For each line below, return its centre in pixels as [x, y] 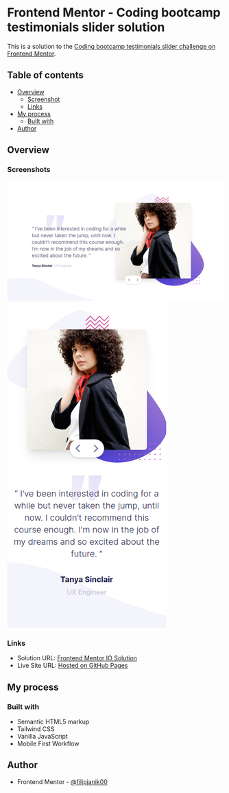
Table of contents [45, 75]
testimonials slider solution [86, 27]
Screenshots [29, 170]
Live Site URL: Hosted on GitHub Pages [72, 666]
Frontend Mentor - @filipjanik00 [62, 781]
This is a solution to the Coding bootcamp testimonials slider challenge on [111, 46]
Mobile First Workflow [48, 743]
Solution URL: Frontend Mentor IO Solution [77, 658]
